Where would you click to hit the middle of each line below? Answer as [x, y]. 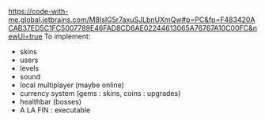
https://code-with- [38, 11]
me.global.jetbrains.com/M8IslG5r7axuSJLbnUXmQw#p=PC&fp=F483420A [132, 20]
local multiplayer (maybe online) [72, 85]
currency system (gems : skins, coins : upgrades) [100, 93]
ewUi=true [25, 36]
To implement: [67, 36]
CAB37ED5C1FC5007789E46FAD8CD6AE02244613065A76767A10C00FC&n [133, 28]
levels [29, 68]
